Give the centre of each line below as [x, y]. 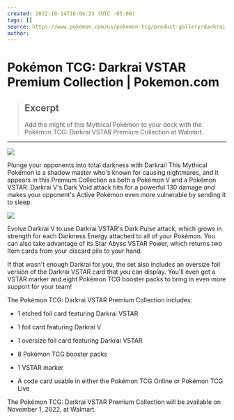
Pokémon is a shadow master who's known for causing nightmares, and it [113, 173]
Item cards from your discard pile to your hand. [75, 251]
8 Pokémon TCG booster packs [62, 354]
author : [18, 33]
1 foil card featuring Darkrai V [59, 327]
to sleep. [20, 202]
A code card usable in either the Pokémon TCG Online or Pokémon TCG [120, 381]
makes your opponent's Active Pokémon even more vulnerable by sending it [117, 195]
